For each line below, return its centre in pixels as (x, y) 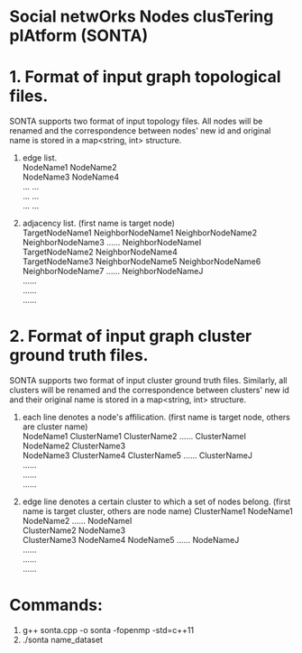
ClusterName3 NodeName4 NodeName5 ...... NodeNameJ (131, 540)
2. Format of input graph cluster (131, 336)
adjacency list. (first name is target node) (99, 224)
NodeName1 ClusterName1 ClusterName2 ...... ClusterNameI (134, 437)
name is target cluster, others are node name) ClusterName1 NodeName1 (157, 511)
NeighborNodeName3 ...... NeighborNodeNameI (112, 243)
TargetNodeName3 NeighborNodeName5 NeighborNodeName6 (142, 262)
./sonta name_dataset (63, 639)
